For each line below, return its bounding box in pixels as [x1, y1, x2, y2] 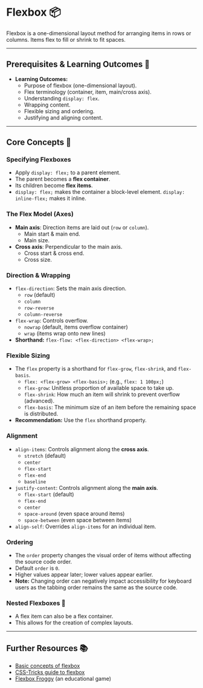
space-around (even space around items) [24, 510, 125, 517]
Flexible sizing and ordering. [24, 107, 95, 114]
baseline [24, 478, 47, 485]
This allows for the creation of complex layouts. [14, 619, 134, 626]
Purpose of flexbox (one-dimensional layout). [24, 82, 137, 89]
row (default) [24, 291, 56, 299]
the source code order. [14, 558, 72, 565]
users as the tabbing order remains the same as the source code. [14, 583, 178, 591]
